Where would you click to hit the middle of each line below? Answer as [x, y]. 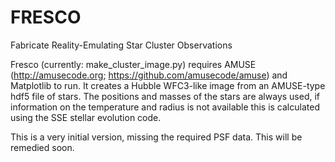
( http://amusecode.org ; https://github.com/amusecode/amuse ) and [149, 75]
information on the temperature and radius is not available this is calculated [165, 107]
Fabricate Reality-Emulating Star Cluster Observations [121, 45]
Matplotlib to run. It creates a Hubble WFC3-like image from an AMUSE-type [168, 85]
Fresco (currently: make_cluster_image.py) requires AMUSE [133, 64]
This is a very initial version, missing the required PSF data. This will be [156, 137]
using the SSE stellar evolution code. [86, 117]
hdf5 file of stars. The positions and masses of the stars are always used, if [165, 96]
